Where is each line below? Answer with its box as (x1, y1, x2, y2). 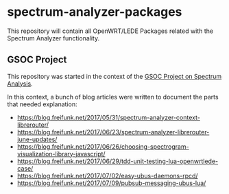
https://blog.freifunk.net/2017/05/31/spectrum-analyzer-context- (16, 113, 200, 121)
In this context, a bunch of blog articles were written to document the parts (7, 93, 219, 101)
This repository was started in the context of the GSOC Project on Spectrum (7, 72, 222, 80)
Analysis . (7, 80, 33, 88)
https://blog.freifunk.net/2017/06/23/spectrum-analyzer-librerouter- (16, 128, 210, 136)
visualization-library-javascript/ (16, 149, 106, 158)
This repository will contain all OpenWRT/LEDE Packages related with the (7, 27, 214, 35)
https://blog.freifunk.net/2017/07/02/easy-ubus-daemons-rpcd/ (16, 171, 198, 180)
